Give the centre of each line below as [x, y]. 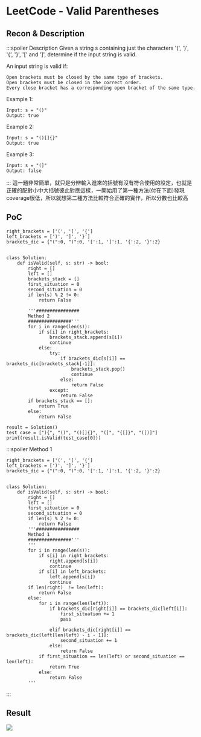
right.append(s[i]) [74, 561]
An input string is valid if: [37, 66]
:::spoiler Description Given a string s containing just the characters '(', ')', [97, 48]
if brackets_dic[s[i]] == [93, 359]
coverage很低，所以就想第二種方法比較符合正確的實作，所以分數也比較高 [97, 198]
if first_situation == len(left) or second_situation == [112, 656]
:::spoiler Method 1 [29, 449]
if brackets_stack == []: [61, 401]
